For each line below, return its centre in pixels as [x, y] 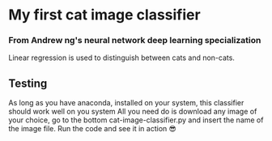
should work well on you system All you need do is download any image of [133, 112]
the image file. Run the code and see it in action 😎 [92, 129]
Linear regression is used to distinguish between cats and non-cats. [121, 58]
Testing [28, 83]
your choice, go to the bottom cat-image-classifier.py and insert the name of [136, 120]
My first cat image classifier [104, 15]
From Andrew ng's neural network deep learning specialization [135, 41]
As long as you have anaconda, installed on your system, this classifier [126, 103]
